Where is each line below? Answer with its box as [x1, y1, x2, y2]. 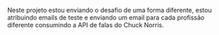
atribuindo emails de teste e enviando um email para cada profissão [7, 13, 205, 22]
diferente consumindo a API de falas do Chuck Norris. [7, 21, 165, 29]
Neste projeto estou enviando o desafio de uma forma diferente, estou [7, 6, 212, 14]
